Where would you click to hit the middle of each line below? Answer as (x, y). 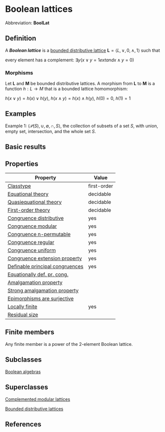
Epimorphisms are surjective (41, 299)
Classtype (19, 186)
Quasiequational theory (35, 202)
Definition (21, 38)
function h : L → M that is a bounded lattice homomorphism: (67, 89)
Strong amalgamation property (43, 290)
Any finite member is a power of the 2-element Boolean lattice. (69, 344)
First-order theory (29, 210)
